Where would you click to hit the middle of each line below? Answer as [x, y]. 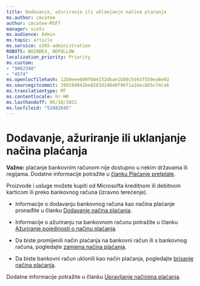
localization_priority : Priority [48, 57]
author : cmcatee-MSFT [34, 23]
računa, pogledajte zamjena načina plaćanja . [71, 247]
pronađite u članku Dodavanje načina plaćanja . [73, 211]
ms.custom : [20, 63]
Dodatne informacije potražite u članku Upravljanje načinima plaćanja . [94, 277]
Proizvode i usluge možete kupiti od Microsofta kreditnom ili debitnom [93, 186]
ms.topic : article [29, 40]
